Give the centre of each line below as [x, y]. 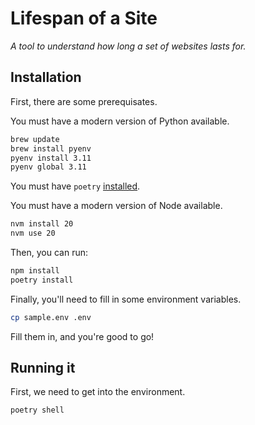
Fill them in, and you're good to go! [82, 336]
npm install [35, 271]
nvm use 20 [33, 233]
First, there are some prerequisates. [84, 101]
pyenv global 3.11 [48, 167]
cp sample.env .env [51, 317]
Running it [43, 368]
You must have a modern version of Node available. [116, 206]
